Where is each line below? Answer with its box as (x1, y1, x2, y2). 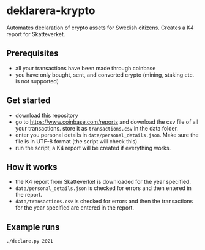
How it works (6, 162, 58, 172)
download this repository (15, 112, 78, 119)
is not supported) (15, 77, 59, 85)
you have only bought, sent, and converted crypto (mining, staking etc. (15, 71, 195, 78)
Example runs (6, 222, 60, 232)
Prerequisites (6, 48, 59, 59)
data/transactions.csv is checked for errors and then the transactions (15, 197, 193, 205)
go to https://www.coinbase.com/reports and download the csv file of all (15, 118, 199, 126)
